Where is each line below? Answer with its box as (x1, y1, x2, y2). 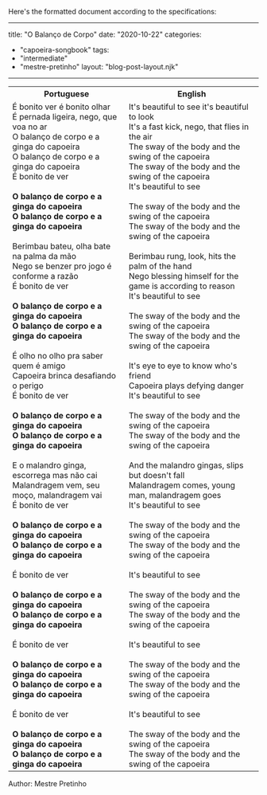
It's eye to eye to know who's (128, 360, 238, 371)
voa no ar (12, 121, 48, 132)
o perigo (12, 380, 44, 391)
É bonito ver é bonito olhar (12, 101, 111, 112)
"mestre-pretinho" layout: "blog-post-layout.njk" (19, 62, 179, 71)
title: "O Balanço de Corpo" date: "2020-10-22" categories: (8, 29, 202, 39)
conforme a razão (12, 271, 79, 281)
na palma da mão (12, 251, 77, 261)
